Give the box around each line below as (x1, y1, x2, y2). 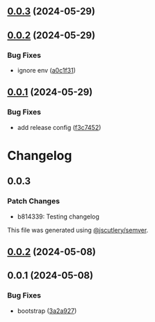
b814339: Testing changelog (17, 212, 99, 221)
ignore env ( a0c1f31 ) (17, 66, 76, 75)
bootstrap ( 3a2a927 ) (17, 307, 77, 315)
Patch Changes (7, 196, 60, 206)
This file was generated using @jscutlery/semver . (7, 226, 149, 234)
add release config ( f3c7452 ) (17, 123, 101, 131)
